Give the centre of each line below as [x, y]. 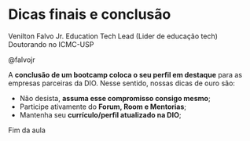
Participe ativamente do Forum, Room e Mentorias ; [103, 107]
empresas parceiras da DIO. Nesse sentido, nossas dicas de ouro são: [122, 83]
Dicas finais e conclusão [90, 14]
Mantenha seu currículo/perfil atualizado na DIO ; [100, 114]
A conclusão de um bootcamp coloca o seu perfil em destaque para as [125, 74]
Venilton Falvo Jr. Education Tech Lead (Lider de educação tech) [113, 36]
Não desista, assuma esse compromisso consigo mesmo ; [115, 98]
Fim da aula [27, 130]
